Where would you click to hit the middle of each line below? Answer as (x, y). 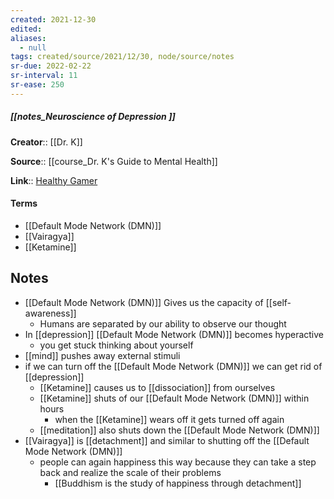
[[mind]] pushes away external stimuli (102, 355)
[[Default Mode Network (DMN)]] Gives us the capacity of (144, 302)
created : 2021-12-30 (53, 19)
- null (33, 47)
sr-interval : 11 (44, 76)
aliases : (28, 38)
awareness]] (50, 313)
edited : (26, 29)
